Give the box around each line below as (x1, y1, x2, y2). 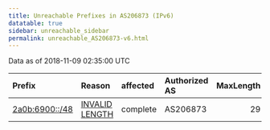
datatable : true (8, 19, 63, 27)
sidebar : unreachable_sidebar (8, 26, 110, 35)
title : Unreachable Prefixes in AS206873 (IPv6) (8, 11, 174, 20)
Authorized (164, 75, 209, 87)
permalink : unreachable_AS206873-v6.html (8, 34, 149, 43)
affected (121, 80, 155, 91)
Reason (80, 80, 111, 91)
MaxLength (215, 80, 261, 91)
